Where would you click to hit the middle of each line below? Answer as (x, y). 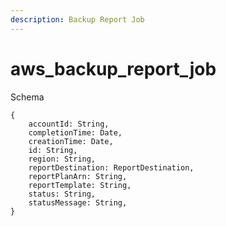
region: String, (62, 159)
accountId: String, (69, 124)
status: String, (62, 194)
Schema (27, 97)
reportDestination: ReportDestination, (111, 167)
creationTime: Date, (71, 141)
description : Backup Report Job (77, 19)
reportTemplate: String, (80, 185)
